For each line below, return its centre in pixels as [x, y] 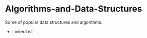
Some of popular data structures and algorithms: [54, 22]
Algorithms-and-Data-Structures [73, 9]
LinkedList [22, 31]
